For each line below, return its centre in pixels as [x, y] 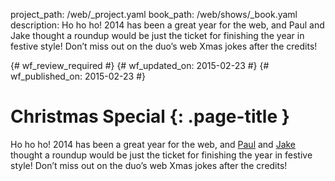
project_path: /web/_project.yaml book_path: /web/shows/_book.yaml [154, 14]
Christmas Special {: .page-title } [150, 116]
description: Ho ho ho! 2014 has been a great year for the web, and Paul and [167, 25]
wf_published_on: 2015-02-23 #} [78, 76]
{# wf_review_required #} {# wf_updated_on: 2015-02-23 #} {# [140, 65]
